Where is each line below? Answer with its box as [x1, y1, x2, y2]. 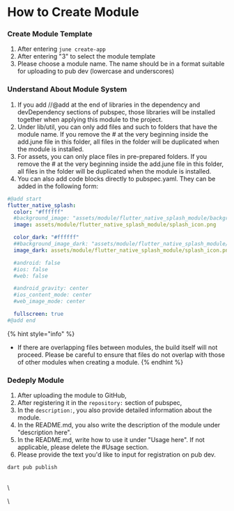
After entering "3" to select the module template [17, 52, 155, 61]
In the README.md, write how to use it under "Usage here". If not [17, 436, 205, 444]
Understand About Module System [7, 84, 127, 94]
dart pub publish [7, 464, 58, 471]
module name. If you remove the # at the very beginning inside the [17, 130, 209, 138]
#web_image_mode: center [13, 298, 86, 305]
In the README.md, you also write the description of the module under [17, 421, 221, 429]
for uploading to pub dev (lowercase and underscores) [17, 67, 175, 75]
